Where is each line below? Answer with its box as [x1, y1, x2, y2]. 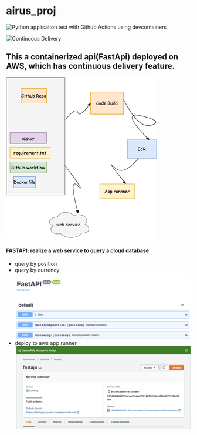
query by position [14, 260, 57, 267]
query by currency [14, 266, 60, 273]
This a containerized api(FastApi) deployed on [6, 52, 179, 62]
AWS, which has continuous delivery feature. [6, 61, 175, 71]
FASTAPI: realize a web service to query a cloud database [6, 247, 150, 254]
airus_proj [6, 4, 56, 18]
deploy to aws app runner [14, 340, 77, 347]
